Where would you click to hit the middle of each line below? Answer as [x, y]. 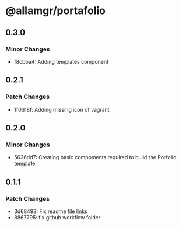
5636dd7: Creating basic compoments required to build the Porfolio [95, 157]
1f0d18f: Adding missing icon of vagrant [62, 109]
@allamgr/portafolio [56, 11]
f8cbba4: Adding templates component [61, 61]
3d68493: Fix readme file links [51, 211]
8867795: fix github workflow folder [57, 217]
